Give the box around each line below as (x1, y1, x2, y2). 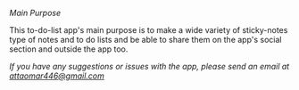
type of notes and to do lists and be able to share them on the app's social (9, 35, 282, 45)
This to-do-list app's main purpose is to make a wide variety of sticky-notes (9, 25, 288, 35)
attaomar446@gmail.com (9, 70, 104, 81)
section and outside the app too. (9, 44, 129, 54)
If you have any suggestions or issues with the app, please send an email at (9, 61, 290, 71)
